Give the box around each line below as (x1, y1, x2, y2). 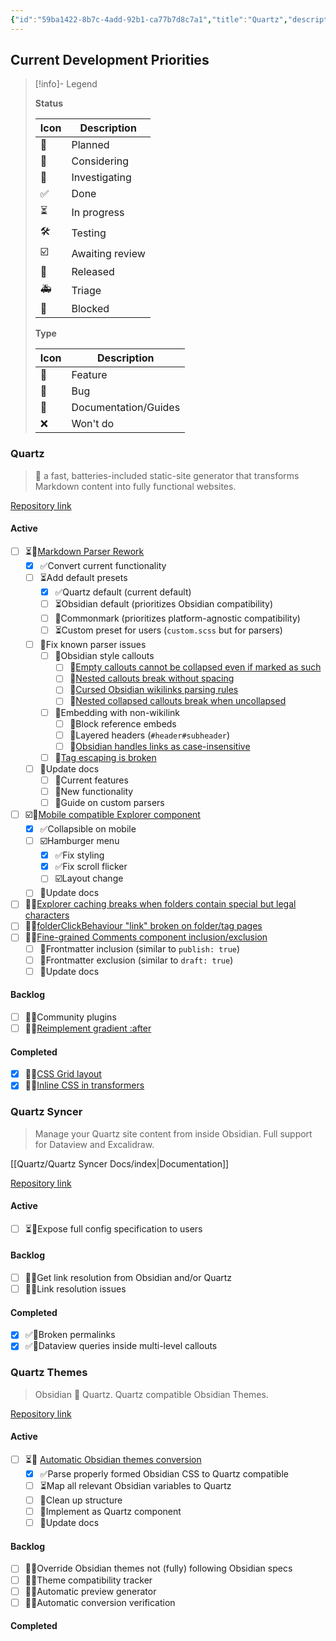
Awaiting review (71, 246, 146, 260)
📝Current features (54, 774, 129, 786)
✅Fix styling (54, 849, 105, 861)
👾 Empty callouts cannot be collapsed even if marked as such (69, 661, 322, 673)
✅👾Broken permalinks (24, 1329, 116, 1341)
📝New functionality (54, 785, 134, 797)
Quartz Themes (10, 1366, 88, 1380)
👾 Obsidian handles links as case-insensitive (69, 740, 251, 752)
